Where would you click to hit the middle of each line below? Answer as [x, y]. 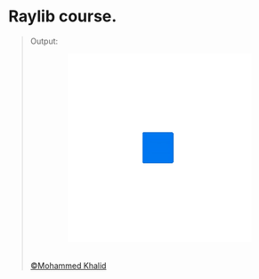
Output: [44, 41]
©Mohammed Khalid [68, 266]
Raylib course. [63, 16]
